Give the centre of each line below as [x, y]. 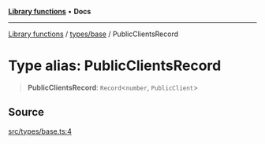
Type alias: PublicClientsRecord [115, 66]
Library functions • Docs [50, 11]
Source [26, 112]
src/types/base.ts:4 [40, 131]
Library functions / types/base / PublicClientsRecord [93, 34]
